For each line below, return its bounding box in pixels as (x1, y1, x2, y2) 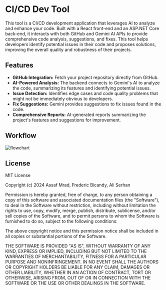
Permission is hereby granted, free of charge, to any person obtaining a (5, 191, 152, 198)
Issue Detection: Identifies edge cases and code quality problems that (12, 90, 158, 96)
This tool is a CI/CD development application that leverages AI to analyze (5, 20, 155, 26)
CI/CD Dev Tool (5, 3, 70, 15)
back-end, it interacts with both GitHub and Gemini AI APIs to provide (5, 30, 148, 36)
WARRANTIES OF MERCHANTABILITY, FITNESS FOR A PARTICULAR (5, 253, 146, 259)
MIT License (5, 172, 31, 178)
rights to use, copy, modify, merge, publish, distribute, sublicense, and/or (5, 207, 156, 213)
